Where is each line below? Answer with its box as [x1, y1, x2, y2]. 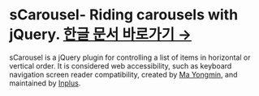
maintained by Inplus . [9, 78, 81, 88]
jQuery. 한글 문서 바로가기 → [9, 26, 192, 44]
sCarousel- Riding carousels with [9, 6, 239, 24]
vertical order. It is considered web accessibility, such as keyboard [9, 61, 232, 70]
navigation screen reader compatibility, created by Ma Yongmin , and [9, 69, 238, 79]
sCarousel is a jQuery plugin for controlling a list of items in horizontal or [9, 52, 251, 62]
